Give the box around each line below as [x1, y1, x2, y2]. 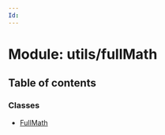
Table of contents [8, 76, 96, 90]
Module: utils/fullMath [8, 45, 158, 63]
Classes [8, 100, 40, 111]
